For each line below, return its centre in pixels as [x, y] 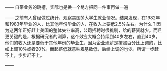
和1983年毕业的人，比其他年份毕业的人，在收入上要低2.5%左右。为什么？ [81, 24]
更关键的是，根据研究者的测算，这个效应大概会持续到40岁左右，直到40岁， [83, 36]
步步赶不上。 [31, 55]
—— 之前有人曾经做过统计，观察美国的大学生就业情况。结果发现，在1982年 [83, 18]
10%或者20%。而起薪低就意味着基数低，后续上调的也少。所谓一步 [86, 49]
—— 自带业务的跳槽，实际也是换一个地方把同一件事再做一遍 [67, 7]
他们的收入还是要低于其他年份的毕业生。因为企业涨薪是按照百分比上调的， [81, 43]
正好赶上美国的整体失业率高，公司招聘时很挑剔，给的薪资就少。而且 [92, 30]
